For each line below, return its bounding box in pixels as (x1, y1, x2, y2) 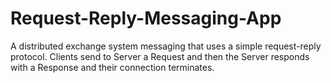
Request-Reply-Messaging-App (10, 7, 282, 30)
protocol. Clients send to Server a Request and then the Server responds (10, 50, 310, 62)
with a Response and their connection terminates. (10, 61, 215, 73)
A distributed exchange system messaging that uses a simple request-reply (10, 40, 322, 52)
